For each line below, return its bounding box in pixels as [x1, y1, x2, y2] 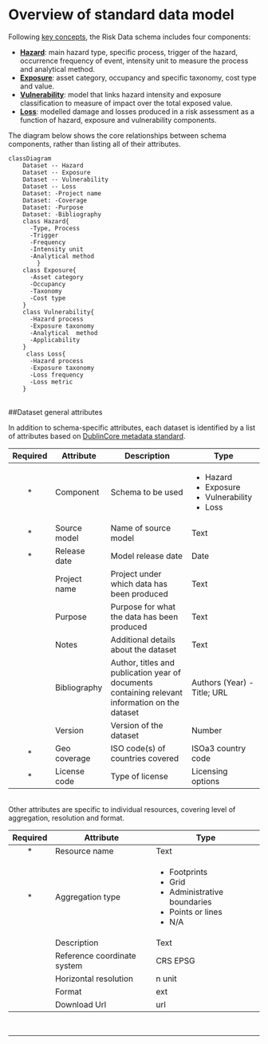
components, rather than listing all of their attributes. [8, 139, 181, 148]
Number [191, 724, 223, 735]
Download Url [54, 999, 107, 1010]
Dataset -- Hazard [22, 161, 84, 169]
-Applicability [29, 336, 81, 344]
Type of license [110, 770, 169, 782]
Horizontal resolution [54, 973, 134, 984]
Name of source [110, 522, 171, 534]
